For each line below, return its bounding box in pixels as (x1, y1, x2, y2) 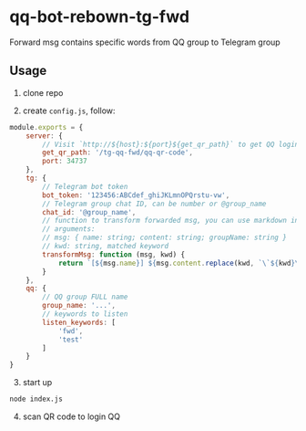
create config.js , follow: (22, 105, 116, 116)
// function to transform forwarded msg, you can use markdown (42, 216, 287, 226)
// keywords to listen (42, 310, 128, 319)
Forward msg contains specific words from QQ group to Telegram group (9, 37, 280, 47)
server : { (25, 131, 64, 141)
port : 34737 (42, 157, 88, 166)
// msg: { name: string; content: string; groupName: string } (42, 233, 287, 243)
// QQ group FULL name (42, 292, 128, 302)
